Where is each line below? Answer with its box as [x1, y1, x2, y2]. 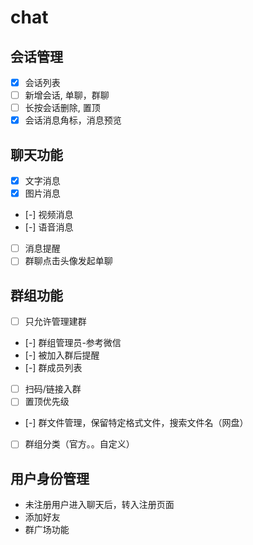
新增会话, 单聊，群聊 [24, 89, 110, 101]
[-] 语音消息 [24, 221, 74, 233]
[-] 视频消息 [24, 209, 74, 221]
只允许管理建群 [24, 316, 87, 328]
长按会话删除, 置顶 [24, 102, 101, 114]
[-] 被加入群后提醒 [24, 349, 100, 361]
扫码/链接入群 [24, 383, 82, 395]
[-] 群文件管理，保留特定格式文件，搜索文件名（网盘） [24, 417, 249, 429]
